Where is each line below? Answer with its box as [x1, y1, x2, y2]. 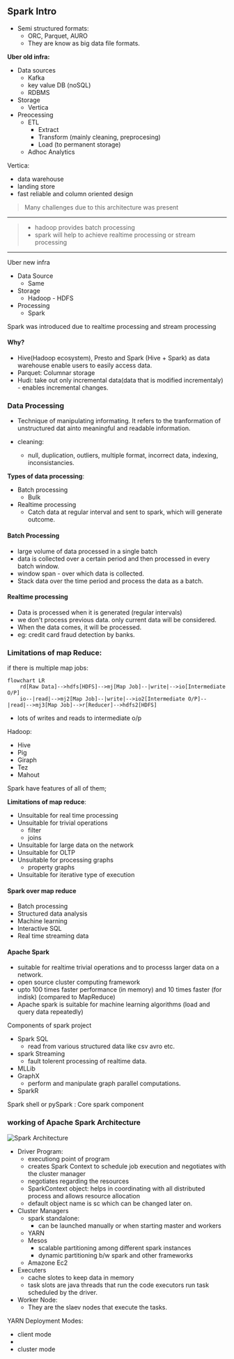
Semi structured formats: [17, 24, 89, 32]
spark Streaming [17, 1050, 65, 1058]
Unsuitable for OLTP [17, 849, 75, 857]
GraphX [17, 1072, 40, 1080]
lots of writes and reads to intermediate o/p [17, 714, 142, 722]
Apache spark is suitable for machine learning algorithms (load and [17, 1000, 210, 1008]
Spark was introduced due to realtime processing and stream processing [7, 322, 217, 330]
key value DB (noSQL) [27, 80, 91, 89]
